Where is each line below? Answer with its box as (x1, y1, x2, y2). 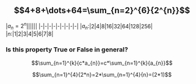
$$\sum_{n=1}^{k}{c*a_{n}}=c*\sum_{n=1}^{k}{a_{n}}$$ (31, 59, 173, 66)
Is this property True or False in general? (5, 45, 129, 54)
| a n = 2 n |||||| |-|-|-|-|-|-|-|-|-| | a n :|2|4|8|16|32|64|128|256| (5, 21, 153, 31)
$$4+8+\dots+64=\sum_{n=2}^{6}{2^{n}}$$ (13, 5, 191, 16)
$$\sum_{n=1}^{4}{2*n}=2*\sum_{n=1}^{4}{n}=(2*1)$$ (32, 71, 172, 78)
